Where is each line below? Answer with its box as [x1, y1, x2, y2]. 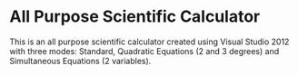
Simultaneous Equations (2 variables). [9, 55, 152, 66]
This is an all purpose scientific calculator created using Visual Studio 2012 [9, 36, 290, 47]
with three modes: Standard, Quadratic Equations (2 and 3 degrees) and [9, 45, 280, 56]
